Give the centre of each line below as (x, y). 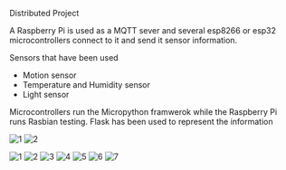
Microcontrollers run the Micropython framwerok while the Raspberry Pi (143, 112)
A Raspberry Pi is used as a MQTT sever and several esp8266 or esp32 (143, 30)
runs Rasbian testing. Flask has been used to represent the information (141, 122)
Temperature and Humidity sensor (86, 85)
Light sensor (46, 94)
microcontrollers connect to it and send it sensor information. (124, 40)
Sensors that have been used (64, 57)
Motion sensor (49, 75)
